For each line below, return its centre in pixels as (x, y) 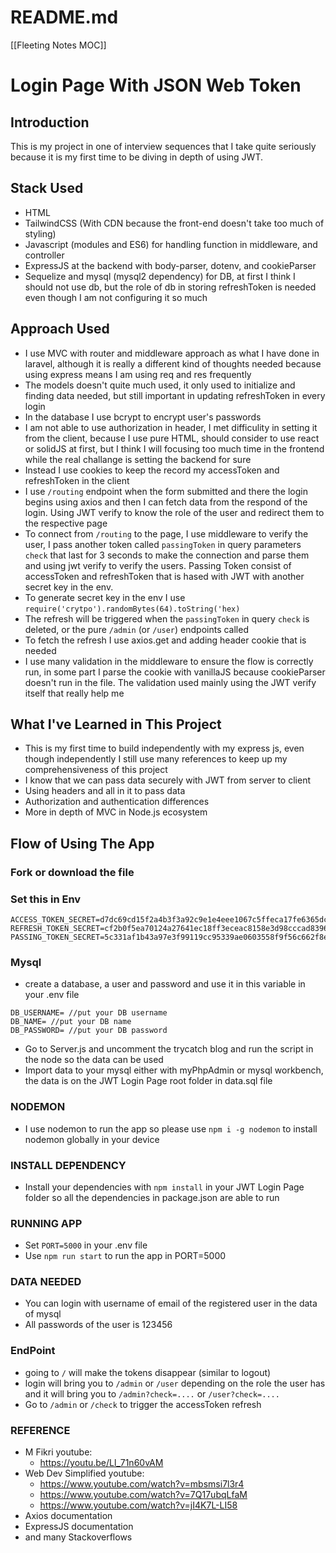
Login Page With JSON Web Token (156, 85)
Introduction (50, 122)
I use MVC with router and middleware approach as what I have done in (172, 353)
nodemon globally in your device (92, 1139)
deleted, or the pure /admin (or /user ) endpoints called (136, 629)
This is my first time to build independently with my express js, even (164, 748)
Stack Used (47, 188)
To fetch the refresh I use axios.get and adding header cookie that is (165, 640)
